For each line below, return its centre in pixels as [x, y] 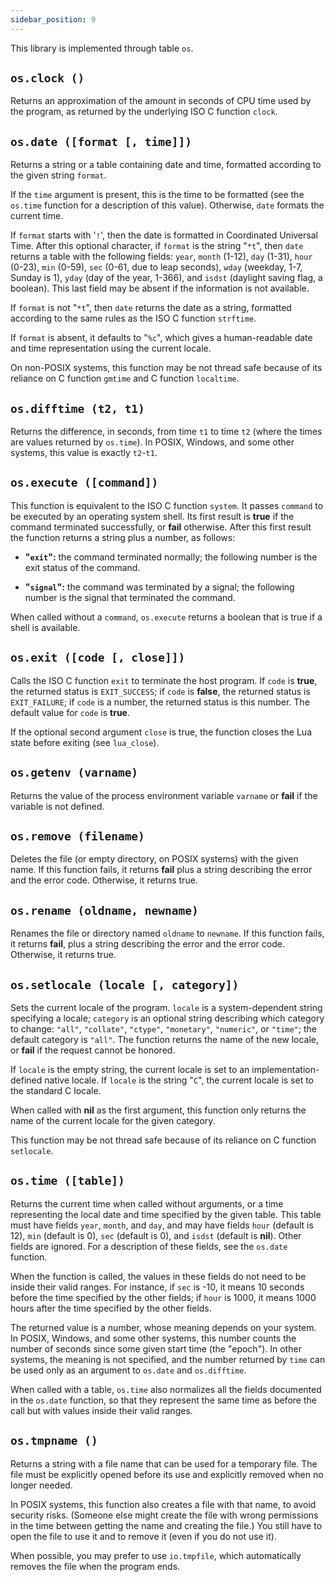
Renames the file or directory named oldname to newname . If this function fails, [167, 933]
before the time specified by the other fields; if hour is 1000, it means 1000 [163, 1297]
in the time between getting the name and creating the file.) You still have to [166, 1525]
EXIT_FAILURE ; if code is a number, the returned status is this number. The [160, 702]
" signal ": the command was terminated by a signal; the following [159, 587]
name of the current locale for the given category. [113, 1120]
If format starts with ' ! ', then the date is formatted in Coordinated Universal [164, 235]
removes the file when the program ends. [95, 1566]
